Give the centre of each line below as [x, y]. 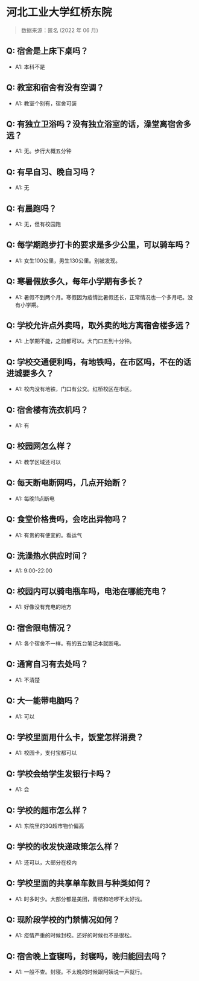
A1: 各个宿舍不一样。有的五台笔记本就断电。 [70, 643]
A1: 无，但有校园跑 [38, 224]
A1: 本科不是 [30, 66]
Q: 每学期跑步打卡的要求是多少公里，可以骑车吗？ [99, 245]
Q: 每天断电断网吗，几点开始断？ [67, 483]
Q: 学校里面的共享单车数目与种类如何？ [79, 884]
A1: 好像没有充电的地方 [43, 607]
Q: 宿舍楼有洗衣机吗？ [47, 410]
